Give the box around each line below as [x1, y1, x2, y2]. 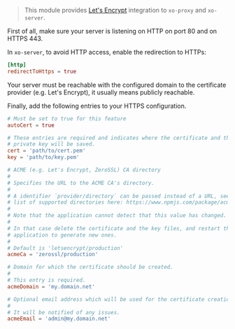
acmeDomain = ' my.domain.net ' [7, 283, 96, 290]
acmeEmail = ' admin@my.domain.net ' [7, 315, 111, 323]
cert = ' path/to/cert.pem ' [7, 147, 86, 155]
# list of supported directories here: [7, 199, 124, 206]
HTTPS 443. [7, 34, 43, 43]
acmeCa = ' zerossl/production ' [7, 251, 99, 258]
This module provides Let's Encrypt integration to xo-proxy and [24, 6, 206, 14]
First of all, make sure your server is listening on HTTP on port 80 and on [7, 27, 218, 35]
